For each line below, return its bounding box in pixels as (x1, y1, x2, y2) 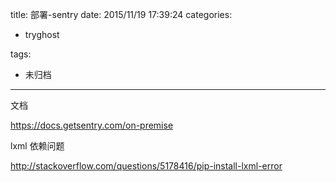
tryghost (24, 29, 60, 40)
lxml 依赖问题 (10, 140, 65, 152)
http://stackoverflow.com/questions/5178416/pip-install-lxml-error (10, 160, 283, 172)
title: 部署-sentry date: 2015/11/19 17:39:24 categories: (10, 9, 233, 20)
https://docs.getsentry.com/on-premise (10, 119, 174, 131)
